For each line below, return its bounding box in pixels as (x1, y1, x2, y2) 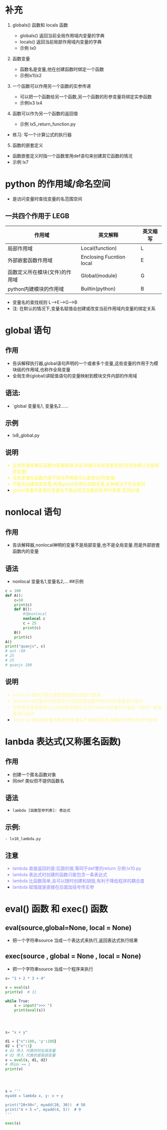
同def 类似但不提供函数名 (12, 778, 65, 784)
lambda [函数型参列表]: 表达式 (12, 808, 71, 813)
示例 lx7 (12, 159, 29, 165)
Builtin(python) (81, 285, 116, 292)
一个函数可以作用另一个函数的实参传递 (12, 83, 91, 89)
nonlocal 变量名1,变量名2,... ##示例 (12, 578, 83, 584)
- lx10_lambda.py (5, 836, 41, 841)
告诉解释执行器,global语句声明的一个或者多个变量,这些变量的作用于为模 (12, 360, 159, 366)
